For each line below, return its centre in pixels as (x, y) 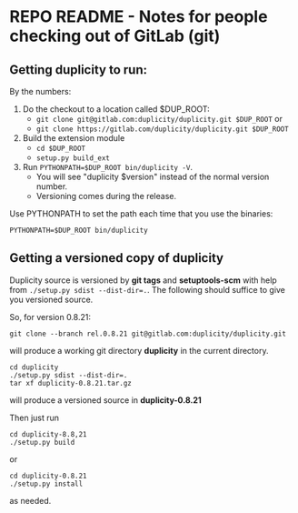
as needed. (30, 500)
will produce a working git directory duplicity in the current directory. (139, 350)
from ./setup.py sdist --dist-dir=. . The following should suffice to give (148, 289)
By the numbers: (40, 91)
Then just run (35, 417)
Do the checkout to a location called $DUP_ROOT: (116, 109)
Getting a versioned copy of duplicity (117, 258)
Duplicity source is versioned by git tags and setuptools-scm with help (143, 280)
